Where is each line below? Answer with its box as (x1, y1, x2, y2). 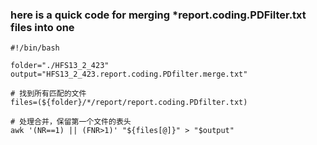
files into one (10, 20, 75, 34)
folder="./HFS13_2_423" (10, 61, 110, 71)
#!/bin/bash (10, 43, 60, 53)
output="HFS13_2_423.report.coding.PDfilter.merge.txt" (10, 69, 248, 80)
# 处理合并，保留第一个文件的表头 (10, 117, 132, 127)
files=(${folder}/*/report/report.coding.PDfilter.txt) (10, 98, 248, 108)
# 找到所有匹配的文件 (10, 89, 87, 99)
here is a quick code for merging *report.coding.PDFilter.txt (10, 8, 307, 22)
